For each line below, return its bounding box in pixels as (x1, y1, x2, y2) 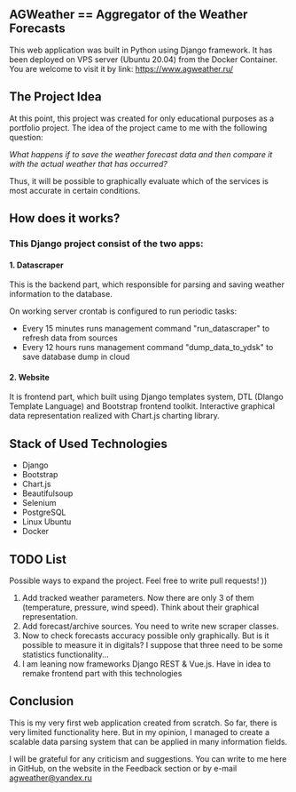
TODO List (9, 551, 66, 567)
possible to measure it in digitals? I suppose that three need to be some (21, 639, 284, 650)
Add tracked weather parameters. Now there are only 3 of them (21, 592, 254, 603)
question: (9, 132, 44, 142)
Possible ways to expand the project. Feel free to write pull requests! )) (9, 575, 268, 586)
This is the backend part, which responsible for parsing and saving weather (9, 279, 285, 290)
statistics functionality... (21, 649, 109, 660)
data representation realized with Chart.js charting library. (9, 411, 220, 421)
